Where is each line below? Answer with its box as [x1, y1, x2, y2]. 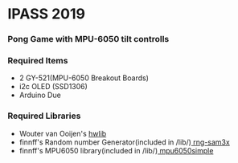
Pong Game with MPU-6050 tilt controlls [7, 34, 170, 45]
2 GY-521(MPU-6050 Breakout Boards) [18, 73, 150, 83]
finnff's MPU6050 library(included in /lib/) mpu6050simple [18, 145, 214, 155]
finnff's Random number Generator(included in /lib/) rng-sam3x [18, 137, 230, 147]
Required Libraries [7, 110, 81, 121]
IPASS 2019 [7, 5, 86, 23]
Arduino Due [18, 90, 61, 100]
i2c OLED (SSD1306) [18, 82, 88, 92]
